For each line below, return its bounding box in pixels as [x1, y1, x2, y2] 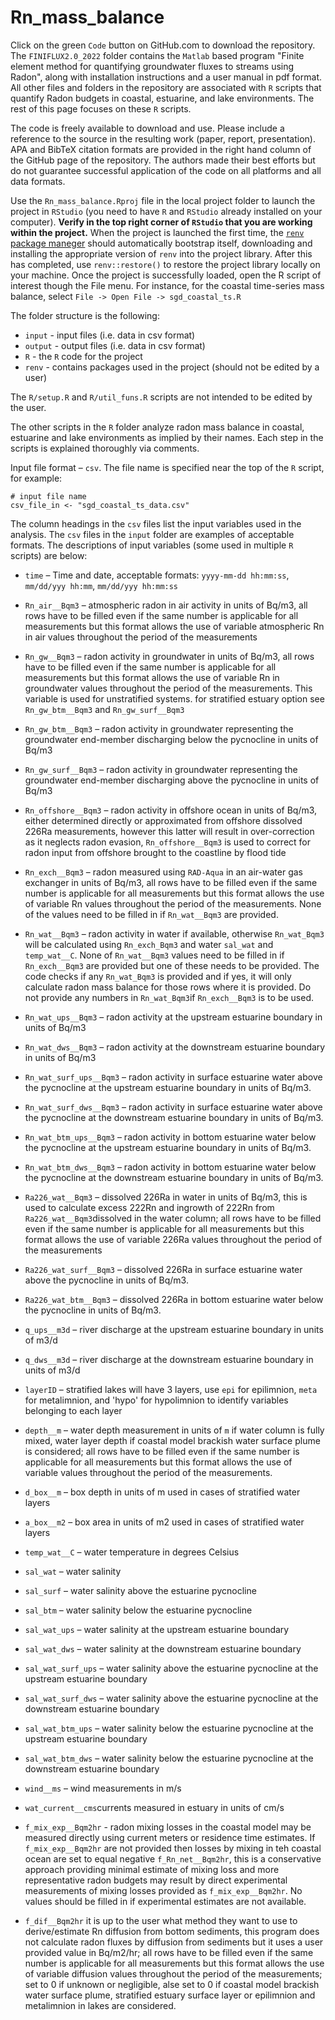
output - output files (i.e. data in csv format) [24, 339, 206, 351]
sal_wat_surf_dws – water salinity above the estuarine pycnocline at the [24, 1692, 319, 1704]
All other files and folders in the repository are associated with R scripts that [10, 81, 322, 93]
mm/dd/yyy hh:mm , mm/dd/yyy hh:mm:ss [24, 579, 179, 591]
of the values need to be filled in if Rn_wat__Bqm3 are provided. [24, 908, 279, 920]
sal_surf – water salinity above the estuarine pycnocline [24, 1584, 257, 1596]
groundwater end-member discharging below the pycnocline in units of [24, 733, 319, 745]
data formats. [10, 175, 66, 187]
